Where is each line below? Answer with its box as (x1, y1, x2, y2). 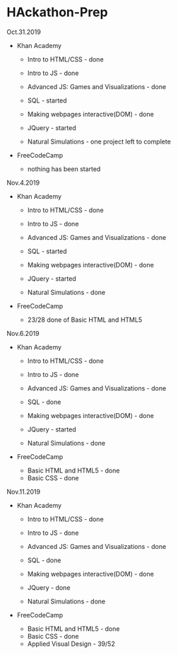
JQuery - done (27, 583, 71, 591)
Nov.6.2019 (6, 329, 40, 337)
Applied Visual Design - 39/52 (27, 639, 116, 648)
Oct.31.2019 (6, 28, 42, 36)
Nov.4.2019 (6, 178, 40, 187)
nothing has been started (27, 164, 101, 173)
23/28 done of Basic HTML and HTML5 (27, 315, 143, 324)
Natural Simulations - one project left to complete (27, 137, 171, 146)
